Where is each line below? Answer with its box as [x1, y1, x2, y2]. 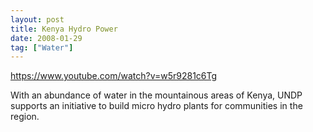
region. [10, 111, 40, 123]
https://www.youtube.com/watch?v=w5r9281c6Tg [10, 70, 218, 82]
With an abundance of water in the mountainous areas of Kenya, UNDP [10, 89, 303, 101]
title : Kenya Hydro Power [10, 24, 118, 34]
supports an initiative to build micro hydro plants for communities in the [10, 100, 303, 112]
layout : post [10, 14, 65, 25]
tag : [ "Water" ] [10, 42, 74, 53]
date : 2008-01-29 [10, 33, 83, 43]
